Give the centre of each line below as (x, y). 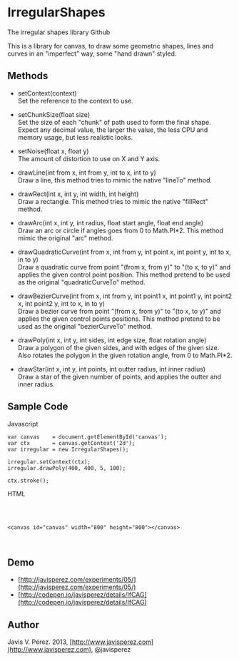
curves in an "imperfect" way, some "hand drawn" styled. (92, 53)
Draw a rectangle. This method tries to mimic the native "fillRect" (113, 201)
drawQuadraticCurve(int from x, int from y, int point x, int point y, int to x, (124, 252)
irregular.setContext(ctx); (49, 462)
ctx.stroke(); (29, 481)
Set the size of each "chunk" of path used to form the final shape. (115, 122)
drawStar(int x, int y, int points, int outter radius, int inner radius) (111, 369)
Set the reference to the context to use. (75, 101)
